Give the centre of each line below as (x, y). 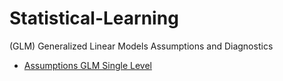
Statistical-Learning (94, 18)
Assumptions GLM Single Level (87, 65)
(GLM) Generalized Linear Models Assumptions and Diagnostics (141, 46)
